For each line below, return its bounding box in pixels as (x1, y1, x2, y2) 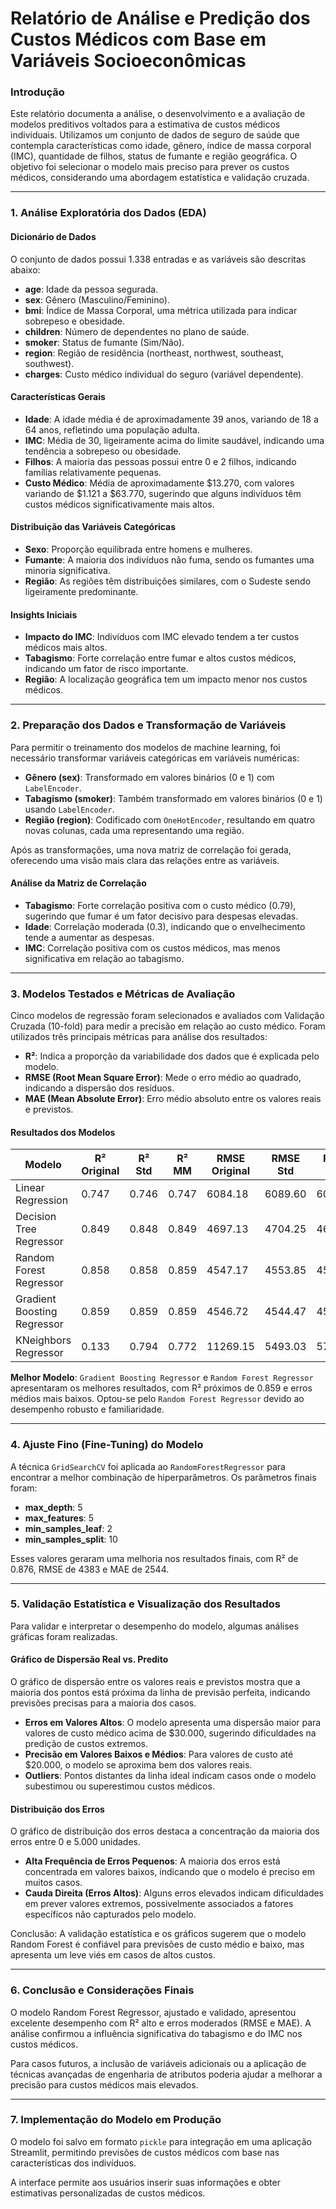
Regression (15, 1193, 69, 1207)
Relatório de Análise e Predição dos (10, 7, 311, 30)
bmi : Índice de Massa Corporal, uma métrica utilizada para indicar (24, 304, 298, 316)
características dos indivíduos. (10, 2157, 137, 2169)
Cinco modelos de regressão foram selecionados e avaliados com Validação (10, 1010, 325, 1022)
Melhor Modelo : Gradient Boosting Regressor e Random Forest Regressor (10, 1372, 314, 1384)
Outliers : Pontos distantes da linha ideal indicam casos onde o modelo (24, 1770, 317, 1782)
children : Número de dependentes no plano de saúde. (24, 325, 250, 337)
